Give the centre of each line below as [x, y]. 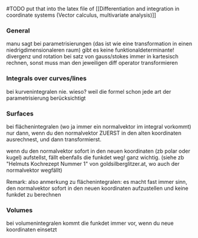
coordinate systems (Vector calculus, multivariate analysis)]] [81, 15]
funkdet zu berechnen [34, 194]
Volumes [20, 210]
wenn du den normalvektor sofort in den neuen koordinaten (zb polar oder [98, 151]
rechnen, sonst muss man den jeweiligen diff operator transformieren [92, 63]
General [18, 31]
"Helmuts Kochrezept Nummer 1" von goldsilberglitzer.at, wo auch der [93, 163]
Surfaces [20, 114]
